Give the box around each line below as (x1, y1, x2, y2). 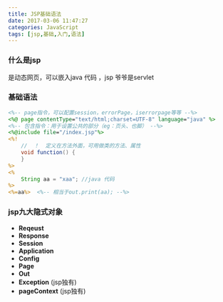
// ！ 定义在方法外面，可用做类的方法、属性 (21, 142, 141, 150)
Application (18, 246, 54, 255)
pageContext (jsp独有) (18, 286, 86, 295)
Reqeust (18, 223, 45, 232)
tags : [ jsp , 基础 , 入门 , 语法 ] (8, 30, 85, 38)
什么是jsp (8, 55, 41, 65)
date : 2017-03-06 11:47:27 (8, 17, 88, 24)
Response (18, 231, 49, 240)
